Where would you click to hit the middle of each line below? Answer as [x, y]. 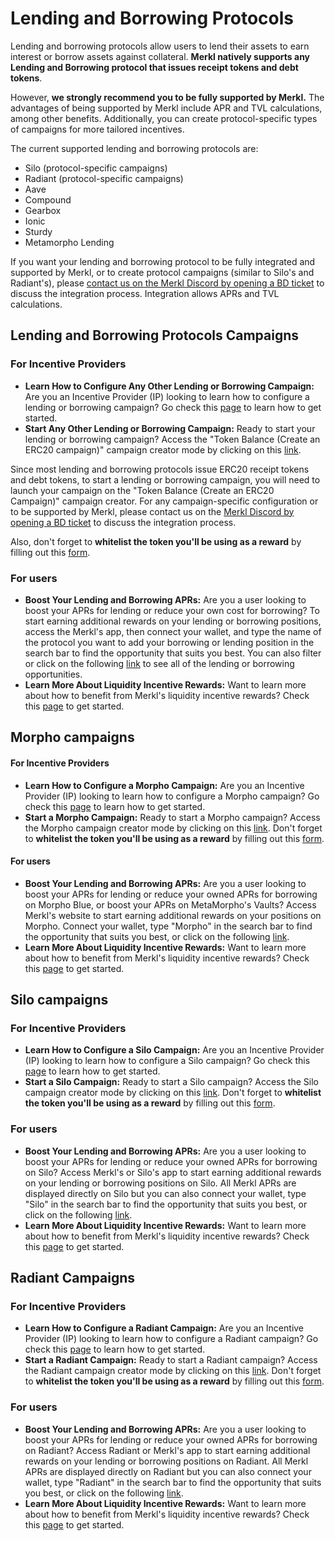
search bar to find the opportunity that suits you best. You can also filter [173, 653]
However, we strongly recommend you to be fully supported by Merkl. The [167, 97]
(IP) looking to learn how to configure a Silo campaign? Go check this [167, 1061]
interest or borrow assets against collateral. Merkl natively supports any [160, 56]
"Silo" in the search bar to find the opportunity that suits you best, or [166, 1204]
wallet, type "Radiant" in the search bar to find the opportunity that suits [173, 1482]
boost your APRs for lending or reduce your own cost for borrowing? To [172, 610]
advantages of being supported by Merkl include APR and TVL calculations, [166, 108]
